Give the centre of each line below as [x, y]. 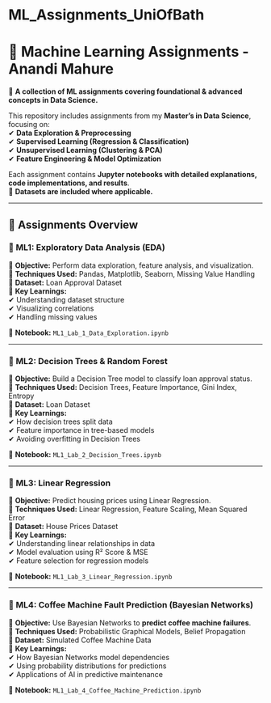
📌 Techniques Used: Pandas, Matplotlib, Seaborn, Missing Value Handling [132, 273]
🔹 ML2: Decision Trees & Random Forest [88, 361]
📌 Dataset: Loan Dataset [49, 404]
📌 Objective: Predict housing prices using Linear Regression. [110, 501]
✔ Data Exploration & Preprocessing [70, 133]
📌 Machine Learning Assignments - [129, 52]
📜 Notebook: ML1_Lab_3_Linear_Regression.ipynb [90, 577]
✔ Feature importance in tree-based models [81, 430]
